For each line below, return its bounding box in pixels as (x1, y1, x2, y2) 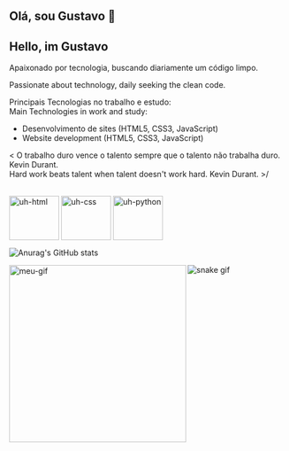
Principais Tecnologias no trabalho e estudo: (9, 97, 171, 107)
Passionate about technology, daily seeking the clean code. (9, 80, 226, 90)
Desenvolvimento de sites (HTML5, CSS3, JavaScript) (21, 123, 219, 134)
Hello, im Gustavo (9, 39, 109, 54)
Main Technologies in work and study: (9, 106, 148, 117)
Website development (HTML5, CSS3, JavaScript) (21, 133, 204, 144)
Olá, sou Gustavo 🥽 (9, 9, 117, 24)
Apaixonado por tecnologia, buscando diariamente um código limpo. (9, 63, 259, 74)
